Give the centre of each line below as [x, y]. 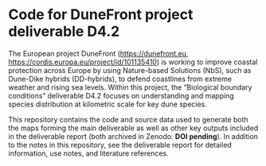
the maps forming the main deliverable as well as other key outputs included [133, 128]
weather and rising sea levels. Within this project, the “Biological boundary [130, 87]
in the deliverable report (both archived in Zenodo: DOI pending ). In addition [133, 136]
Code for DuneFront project [101, 15]
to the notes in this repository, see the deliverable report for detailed [120, 145]
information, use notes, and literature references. [88, 153]
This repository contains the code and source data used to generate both [128, 119]
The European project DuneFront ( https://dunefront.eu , [98, 53]
